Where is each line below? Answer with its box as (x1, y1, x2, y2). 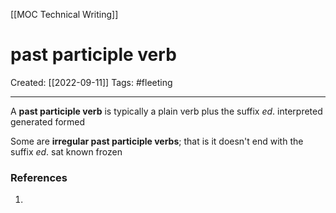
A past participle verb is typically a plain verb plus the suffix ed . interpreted (10, 105, 323, 117)
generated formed (10, 115, 86, 128)
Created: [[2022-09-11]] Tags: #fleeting (10, 76, 173, 88)
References (10, 170, 68, 184)
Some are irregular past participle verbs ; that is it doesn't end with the (10, 135, 304, 147)
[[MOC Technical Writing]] (10, 9, 119, 20)
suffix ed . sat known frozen (10, 145, 123, 158)
